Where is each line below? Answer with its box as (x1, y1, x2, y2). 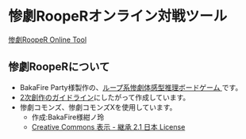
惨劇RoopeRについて (8, 60, 110, 73)
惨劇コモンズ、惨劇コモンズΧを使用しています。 (19, 102, 177, 111)
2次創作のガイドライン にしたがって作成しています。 (19, 92, 190, 102)
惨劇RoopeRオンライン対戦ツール (8, 7, 228, 25)
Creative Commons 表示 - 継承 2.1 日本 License (31, 122, 186, 131)
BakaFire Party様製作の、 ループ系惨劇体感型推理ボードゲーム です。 (19, 82, 243, 92)
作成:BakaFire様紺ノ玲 (31, 112, 105, 122)
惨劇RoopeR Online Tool (8, 35, 87, 44)
